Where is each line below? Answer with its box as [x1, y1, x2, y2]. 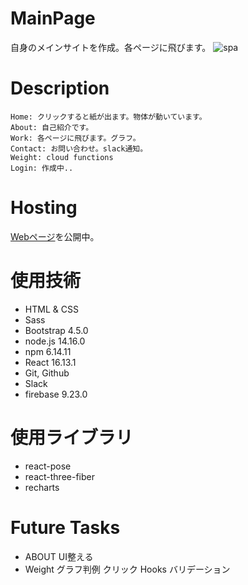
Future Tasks [10, 516, 121, 539]
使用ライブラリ [10, 426, 134, 449]
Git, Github [24, 367, 70, 379]
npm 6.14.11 [24, 345, 72, 357]
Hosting [10, 197, 78, 219]
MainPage [10, 7, 96, 30]
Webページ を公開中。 [10, 230, 100, 242]
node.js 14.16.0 [24, 335, 86, 347]
